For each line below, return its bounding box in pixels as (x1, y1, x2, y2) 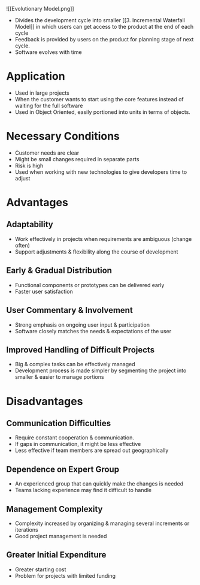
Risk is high (14, 162, 44, 169)
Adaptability (6, 219, 53, 230)
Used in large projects (14, 89, 70, 97)
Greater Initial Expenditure (6, 550, 107, 560)
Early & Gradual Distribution (6, 266, 113, 276)
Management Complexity (6, 503, 103, 514)
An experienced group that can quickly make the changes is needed (14, 480, 184, 487)
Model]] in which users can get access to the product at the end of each (14, 23, 194, 30)
